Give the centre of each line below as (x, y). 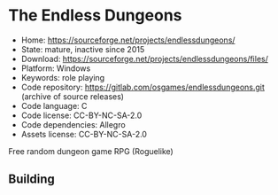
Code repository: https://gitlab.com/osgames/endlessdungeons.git (143, 87)
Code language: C (54, 105)
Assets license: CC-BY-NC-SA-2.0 (84, 134)
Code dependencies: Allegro (73, 124)
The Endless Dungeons (95, 16)
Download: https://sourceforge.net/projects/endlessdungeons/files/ (145, 58)
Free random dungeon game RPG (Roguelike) (91, 151)
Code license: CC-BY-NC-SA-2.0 (81, 115)
